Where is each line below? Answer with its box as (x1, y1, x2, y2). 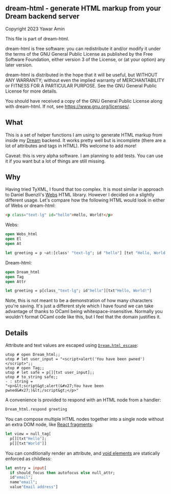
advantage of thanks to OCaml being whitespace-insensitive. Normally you (5, 308, 163, 315)
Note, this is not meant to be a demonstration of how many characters (5, 298, 153, 304)
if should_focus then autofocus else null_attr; (10, 470, 115, 475)
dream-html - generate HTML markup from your (5, 4, 161, 13)
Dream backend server (5, 12, 80, 21)
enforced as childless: (5, 455, 52, 462)
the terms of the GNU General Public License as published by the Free (5, 51, 153, 57)
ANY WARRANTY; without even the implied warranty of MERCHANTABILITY (5, 77, 165, 83)
